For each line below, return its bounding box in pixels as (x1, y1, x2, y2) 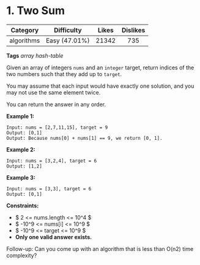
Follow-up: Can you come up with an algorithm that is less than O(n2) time (6, 245, 194, 252)
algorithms (9, 36, 40, 45)
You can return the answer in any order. (6, 101, 106, 108)
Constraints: (6, 202, 39, 209)
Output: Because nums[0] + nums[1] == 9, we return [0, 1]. (6, 135, 163, 141)
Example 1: (6, 112, 35, 120)
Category (10, 26, 39, 34)
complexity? (6, 252, 37, 259)
